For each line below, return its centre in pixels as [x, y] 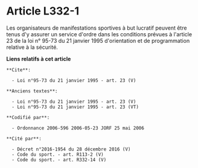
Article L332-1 [43, 11]
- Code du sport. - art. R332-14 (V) [59, 160]
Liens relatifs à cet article [39, 59]
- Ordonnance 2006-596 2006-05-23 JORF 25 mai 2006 [78, 128]
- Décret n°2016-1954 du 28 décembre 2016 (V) [71, 149]
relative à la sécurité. [32, 47]
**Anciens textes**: [32, 91]
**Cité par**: [24, 138]
